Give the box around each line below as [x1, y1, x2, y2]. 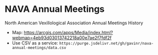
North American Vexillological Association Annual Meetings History [5, 20, 143, 26]
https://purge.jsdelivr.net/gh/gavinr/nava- [59, 41, 154, 46]
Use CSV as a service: [12, 40, 58, 46]
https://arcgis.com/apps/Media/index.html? [24, 29, 113, 35]
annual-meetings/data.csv [12, 45, 66, 50]
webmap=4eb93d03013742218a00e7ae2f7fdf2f [12, 35, 112, 41]
